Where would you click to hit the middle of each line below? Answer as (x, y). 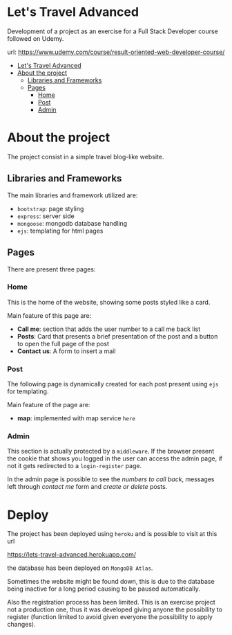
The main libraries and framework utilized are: (72, 195)
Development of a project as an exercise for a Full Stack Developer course (113, 31)
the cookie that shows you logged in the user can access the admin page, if (115, 458)
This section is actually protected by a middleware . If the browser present (111, 451)
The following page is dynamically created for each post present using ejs (113, 384)
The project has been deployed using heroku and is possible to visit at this (112, 534)
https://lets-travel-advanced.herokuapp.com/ (72, 555)
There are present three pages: (51, 269)
